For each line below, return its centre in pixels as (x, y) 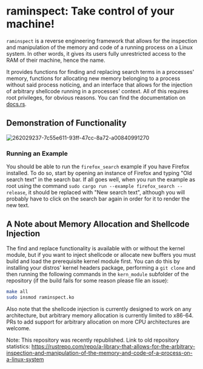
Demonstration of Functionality (67, 123)
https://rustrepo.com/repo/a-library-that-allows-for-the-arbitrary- (113, 346)
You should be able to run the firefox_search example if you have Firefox (98, 167)
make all (17, 291)
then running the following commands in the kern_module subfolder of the (98, 274)
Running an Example (37, 153)
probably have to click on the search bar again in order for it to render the (98, 199)
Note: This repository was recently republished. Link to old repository (93, 340)
